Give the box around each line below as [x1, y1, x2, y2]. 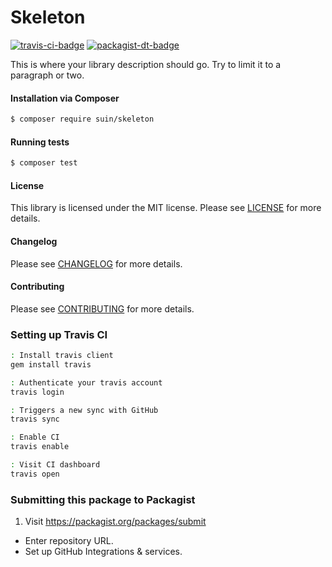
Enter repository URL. [24, 535, 114, 547]
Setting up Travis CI [10, 327, 108, 341]
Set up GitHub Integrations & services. [24, 546, 183, 558]
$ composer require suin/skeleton [10, 114, 155, 125]
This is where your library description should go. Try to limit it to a [10, 58, 282, 70]
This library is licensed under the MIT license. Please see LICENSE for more [10, 202, 322, 214]
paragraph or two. [10, 69, 85, 81]
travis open [10, 469, 60, 479]
